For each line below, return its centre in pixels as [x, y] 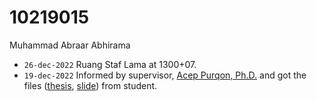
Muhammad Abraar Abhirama [70, 45]
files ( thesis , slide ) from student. [90, 85]
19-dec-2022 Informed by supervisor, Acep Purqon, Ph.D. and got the [165, 75]
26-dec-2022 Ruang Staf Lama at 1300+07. [110, 64]
